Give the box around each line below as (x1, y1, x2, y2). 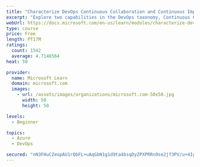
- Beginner (11, 119, 39, 125)
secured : (6, 151, 28, 158)
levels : (6, 113, 26, 119)
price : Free (6, 31, 36, 37)
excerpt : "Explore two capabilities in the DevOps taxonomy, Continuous (6, 14, 190, 20)
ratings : (6, 42, 28, 48)
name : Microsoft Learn (11, 75, 68, 81)
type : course (6, 25, 39, 32)
